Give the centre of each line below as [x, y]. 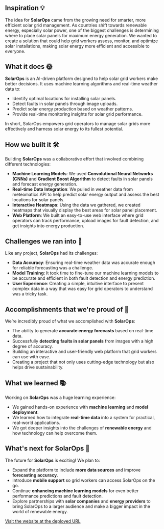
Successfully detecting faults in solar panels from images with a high [83, 341]
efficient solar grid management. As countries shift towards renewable [76, 25]
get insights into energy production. [48, 226]
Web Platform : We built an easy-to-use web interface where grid [78, 215]
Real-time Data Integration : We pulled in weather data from [72, 189]
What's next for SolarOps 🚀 [47, 449]
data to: [13, 89]
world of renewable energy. [40, 511]
